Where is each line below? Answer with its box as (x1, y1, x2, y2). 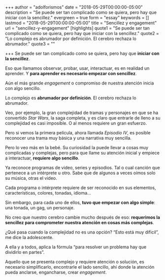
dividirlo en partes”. (5, 249, 45, 255)
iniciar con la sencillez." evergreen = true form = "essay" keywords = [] (5, 15, 149, 20)
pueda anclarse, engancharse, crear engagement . (5, 269, 107, 275)
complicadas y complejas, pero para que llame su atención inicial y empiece (5, 150, 160, 156)
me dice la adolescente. (5, 235, 54, 240)
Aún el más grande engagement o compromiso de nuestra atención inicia (5, 80, 154, 86)
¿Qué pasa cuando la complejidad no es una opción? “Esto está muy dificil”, (5, 229, 159, 235)
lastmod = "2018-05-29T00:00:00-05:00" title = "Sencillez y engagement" (5, 20, 157, 26)
